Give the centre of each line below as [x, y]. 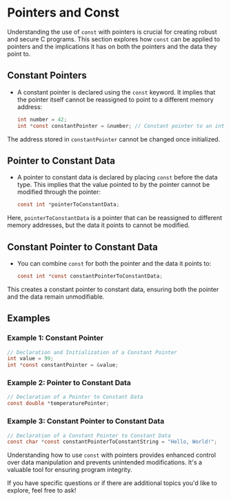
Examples [29, 318]
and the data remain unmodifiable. [56, 296]
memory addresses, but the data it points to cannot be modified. [99, 225]
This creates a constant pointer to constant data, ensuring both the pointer [113, 289]
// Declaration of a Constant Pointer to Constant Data [89, 435]
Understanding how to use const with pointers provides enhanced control [111, 455]
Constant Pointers [47, 76]
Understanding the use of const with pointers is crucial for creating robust [112, 32]
